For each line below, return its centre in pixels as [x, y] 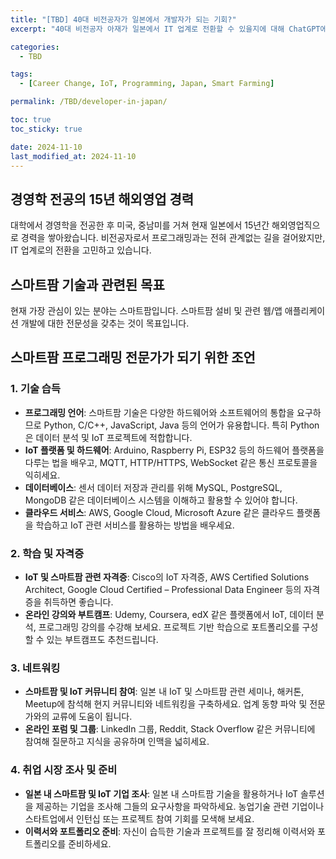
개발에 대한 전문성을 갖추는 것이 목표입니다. [105, 323]
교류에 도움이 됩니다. [92, 717]
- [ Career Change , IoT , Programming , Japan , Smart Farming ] [147, 84]
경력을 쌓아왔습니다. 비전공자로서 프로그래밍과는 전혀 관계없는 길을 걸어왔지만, [173, 238]
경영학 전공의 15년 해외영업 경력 [102, 199]
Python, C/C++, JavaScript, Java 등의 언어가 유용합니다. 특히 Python [181, 425]
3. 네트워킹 [35, 668]
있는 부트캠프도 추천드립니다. [102, 639]
